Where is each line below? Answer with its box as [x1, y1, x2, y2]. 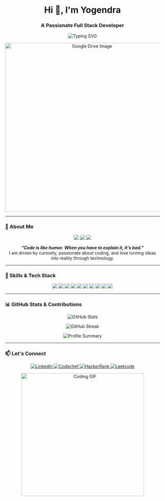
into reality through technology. [51, 255, 114, 261]
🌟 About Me [5, 223, 34, 230]
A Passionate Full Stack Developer [41, 22, 124, 29]
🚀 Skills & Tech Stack [5, 272, 56, 279]
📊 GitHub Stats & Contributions [5, 301, 82, 308]
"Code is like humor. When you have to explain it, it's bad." [21, 244, 144, 250]
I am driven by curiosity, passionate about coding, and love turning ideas [9, 250, 156, 256]
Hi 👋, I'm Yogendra [44, 4, 121, 16]
